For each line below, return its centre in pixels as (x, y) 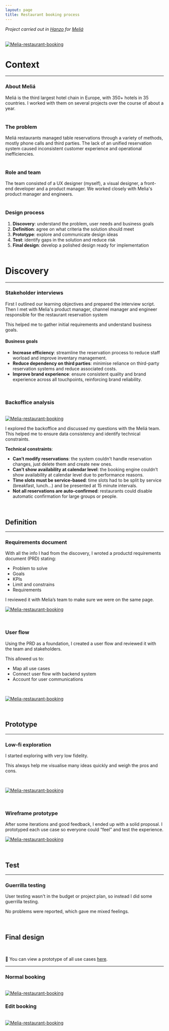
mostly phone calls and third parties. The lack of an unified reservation (78, 143)
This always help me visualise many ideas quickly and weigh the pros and (82, 765)
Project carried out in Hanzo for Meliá (45, 29)
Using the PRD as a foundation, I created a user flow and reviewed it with (81, 643)
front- (150, 183)
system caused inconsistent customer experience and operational (74, 149)
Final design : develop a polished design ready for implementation (81, 245)
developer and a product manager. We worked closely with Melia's (83, 189)
